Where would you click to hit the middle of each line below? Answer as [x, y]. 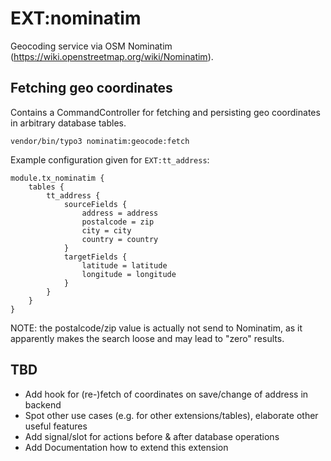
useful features [56, 426]
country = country [120, 239]
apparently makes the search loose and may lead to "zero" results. [147, 338]
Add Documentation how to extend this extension [126, 447]
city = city [106, 230]
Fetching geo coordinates [91, 88]
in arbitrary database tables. [68, 123]
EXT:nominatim [76, 18]
